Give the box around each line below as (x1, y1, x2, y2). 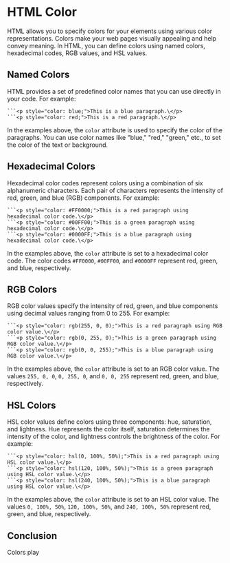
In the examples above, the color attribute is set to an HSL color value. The (7, 495, 220, 504)
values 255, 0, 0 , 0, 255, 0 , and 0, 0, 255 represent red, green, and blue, (7, 372, 220, 380)
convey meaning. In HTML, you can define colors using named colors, (7, 41, 206, 50)
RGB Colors (7, 283, 57, 295)
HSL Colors (7, 399, 56, 411)
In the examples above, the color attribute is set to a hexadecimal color (7, 249, 209, 257)
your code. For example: (7, 94, 76, 103)
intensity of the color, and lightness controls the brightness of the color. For (7, 432, 220, 441)
